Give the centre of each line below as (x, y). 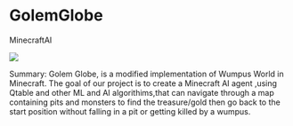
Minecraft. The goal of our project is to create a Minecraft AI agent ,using (143, 83)
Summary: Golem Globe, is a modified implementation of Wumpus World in (147, 74)
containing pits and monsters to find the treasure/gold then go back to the (145, 102)
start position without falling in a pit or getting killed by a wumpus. (130, 111)
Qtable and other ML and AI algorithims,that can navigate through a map (142, 92)
